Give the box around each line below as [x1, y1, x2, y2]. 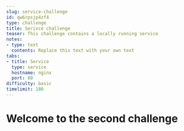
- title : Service [6, 58, 49, 64]
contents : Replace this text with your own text [11, 48, 135, 54]
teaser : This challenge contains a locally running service [6, 31, 159, 37]
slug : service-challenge [6, 8, 68, 15]
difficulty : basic [6, 81, 52, 87]
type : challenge [6, 20, 46, 26]
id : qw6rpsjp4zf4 [6, 14, 49, 20]
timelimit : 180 [6, 86, 44, 92]
